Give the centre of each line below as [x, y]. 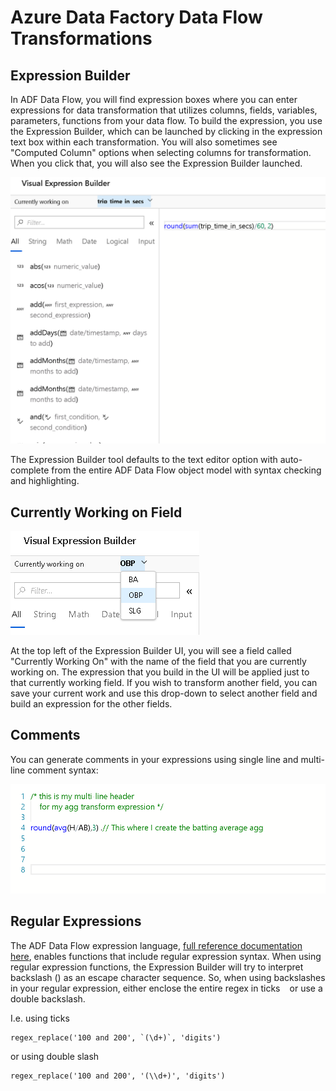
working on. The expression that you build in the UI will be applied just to [160, 672]
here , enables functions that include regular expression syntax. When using [166, 956]
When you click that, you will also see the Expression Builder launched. [156, 163]
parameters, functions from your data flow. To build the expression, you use [166, 120]
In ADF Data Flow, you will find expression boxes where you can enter [154, 99]
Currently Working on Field [96, 512]
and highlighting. [45, 481]
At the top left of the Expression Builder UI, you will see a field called [151, 651]
